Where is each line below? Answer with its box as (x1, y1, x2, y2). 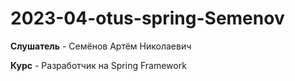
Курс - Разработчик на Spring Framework (10, 59, 187, 71)
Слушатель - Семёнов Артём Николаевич (10, 40, 192, 52)
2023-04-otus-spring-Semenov (10, 7, 285, 30)
